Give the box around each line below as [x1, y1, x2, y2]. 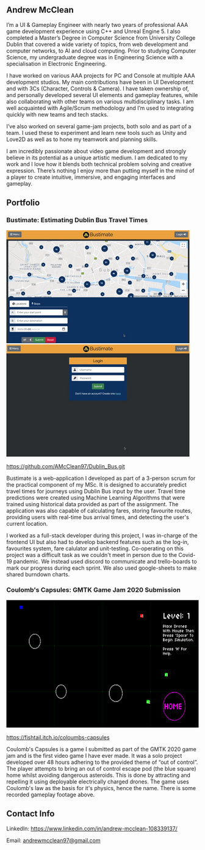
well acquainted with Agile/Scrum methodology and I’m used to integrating [6, 104, 194, 112]
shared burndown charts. [6, 570, 70, 578]
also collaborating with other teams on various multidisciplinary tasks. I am [6, 98, 194, 105]
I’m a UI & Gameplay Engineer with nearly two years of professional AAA [6, 21, 189, 28]
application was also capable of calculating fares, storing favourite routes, [6, 507, 192, 514]
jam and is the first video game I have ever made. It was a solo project [6, 752, 182, 759]
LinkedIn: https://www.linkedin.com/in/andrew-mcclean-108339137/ [6, 824, 178, 832]
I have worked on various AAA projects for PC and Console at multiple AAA [6, 71, 195, 79]
